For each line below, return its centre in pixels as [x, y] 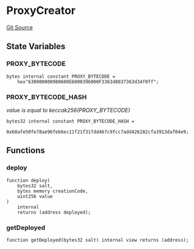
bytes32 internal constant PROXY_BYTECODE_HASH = [71, 121]
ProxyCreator [41, 11]
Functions [26, 150]
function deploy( [28, 180]
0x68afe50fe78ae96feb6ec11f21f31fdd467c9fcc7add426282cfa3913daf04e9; [98, 132]
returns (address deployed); [54, 212]
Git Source [20, 27]
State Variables [36, 46]
